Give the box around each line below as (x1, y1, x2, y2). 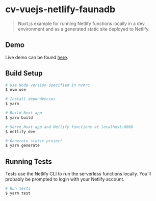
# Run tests (5, 186, 31, 191)
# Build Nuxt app (5, 111, 42, 116)
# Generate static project (5, 138, 63, 143)
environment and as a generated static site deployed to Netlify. (17, 26, 150, 32)
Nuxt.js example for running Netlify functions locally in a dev (17, 20, 145, 27)
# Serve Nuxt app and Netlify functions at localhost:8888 (5, 124, 134, 130)
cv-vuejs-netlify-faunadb (5, 4, 116, 15)
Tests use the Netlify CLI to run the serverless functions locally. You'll (5, 171, 151, 177)
